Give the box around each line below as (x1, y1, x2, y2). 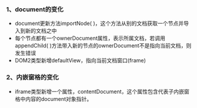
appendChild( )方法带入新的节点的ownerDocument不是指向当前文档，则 (14, 42, 192, 49)
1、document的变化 (6, 5, 64, 13)
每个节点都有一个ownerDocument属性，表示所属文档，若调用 (14, 34, 165, 42)
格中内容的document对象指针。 (14, 95, 92, 102)
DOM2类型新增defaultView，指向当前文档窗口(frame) (14, 57, 146, 64)
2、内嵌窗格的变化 (6, 73, 60, 81)
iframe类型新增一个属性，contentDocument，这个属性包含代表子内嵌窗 (14, 88, 190, 95)
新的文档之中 (25, 27, 57, 34)
